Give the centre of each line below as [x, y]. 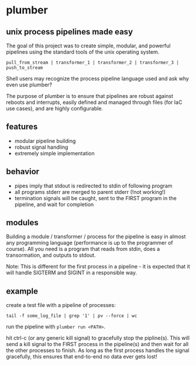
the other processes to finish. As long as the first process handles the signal [98, 350]
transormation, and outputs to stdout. [51, 255]
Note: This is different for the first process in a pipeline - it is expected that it [98, 267]
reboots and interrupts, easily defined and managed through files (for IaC [94, 102]
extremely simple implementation [54, 153]
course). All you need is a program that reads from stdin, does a [83, 249]
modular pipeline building [45, 141]
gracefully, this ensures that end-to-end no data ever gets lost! [82, 357]
